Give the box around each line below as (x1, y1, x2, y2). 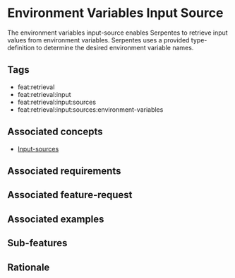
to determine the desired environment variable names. (36, 43, 194, 52)
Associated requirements (7, 165, 121, 177)
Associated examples (7, 213, 104, 225)
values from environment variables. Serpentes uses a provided (7, 35, 190, 44)
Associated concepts (7, 126, 103, 138)
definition (7, 43, 35, 52)
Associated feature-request (7, 189, 133, 201)
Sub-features (7, 237, 68, 249)
